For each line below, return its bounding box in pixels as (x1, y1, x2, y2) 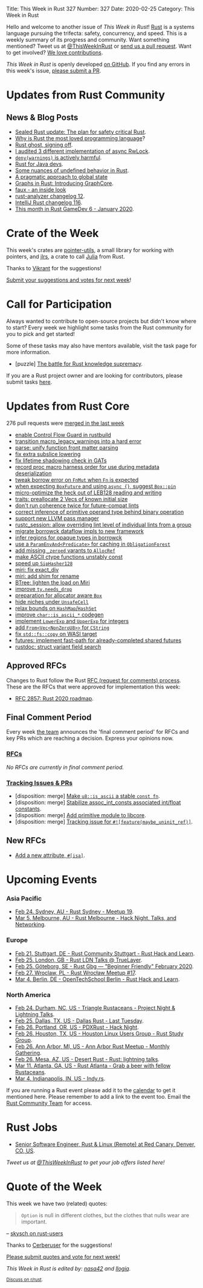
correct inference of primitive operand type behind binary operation (14, 508, 184, 516)
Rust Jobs (6, 1121, 58, 1134)
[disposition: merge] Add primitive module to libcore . (14, 812, 146, 819)
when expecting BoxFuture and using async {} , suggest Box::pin (14, 482, 176, 490)
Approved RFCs (6, 661, 67, 671)
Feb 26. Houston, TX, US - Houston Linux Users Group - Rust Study (14, 1030, 184, 1037)
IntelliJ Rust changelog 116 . (14, 199, 83, 206)
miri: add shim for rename (14, 572, 80, 580)
